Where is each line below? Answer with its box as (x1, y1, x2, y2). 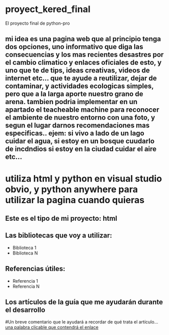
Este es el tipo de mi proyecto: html (5, 214, 117, 222)
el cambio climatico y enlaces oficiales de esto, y (5, 58, 162, 67)
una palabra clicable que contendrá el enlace (5, 324, 99, 330)
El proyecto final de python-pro (5, 20, 70, 26)
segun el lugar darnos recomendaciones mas (5, 121, 150, 130)
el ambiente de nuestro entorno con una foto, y (5, 113, 155, 122)
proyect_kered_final (5, 4, 91, 15)
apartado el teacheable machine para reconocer (5, 106, 159, 114)
